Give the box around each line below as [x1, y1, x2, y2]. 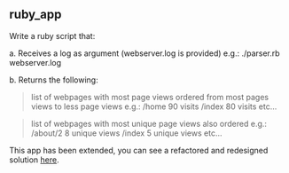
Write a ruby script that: [9, 30, 96, 41]
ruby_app [9, 7, 62, 22]
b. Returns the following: [9, 75, 99, 85]
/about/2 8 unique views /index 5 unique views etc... [30, 128, 223, 138]
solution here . [9, 154, 59, 165]
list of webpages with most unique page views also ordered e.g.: [30, 118, 268, 129]
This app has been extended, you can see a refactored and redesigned [9, 145, 269, 155]
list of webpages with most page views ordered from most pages [30, 91, 269, 102]
